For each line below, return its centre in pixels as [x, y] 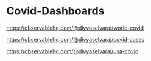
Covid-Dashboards [55, 11]
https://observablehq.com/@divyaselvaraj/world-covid [75, 28]
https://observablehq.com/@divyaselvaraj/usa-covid [72, 51]
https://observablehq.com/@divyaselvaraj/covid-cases [75, 39]
